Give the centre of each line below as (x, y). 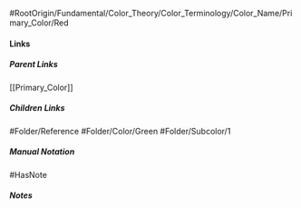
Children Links (37, 108)
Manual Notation (42, 152)
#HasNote (29, 174)
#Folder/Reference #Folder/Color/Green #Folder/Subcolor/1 (120, 131)
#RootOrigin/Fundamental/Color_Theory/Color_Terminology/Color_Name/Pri (151, 13)
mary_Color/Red (39, 23)
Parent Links (34, 64)
